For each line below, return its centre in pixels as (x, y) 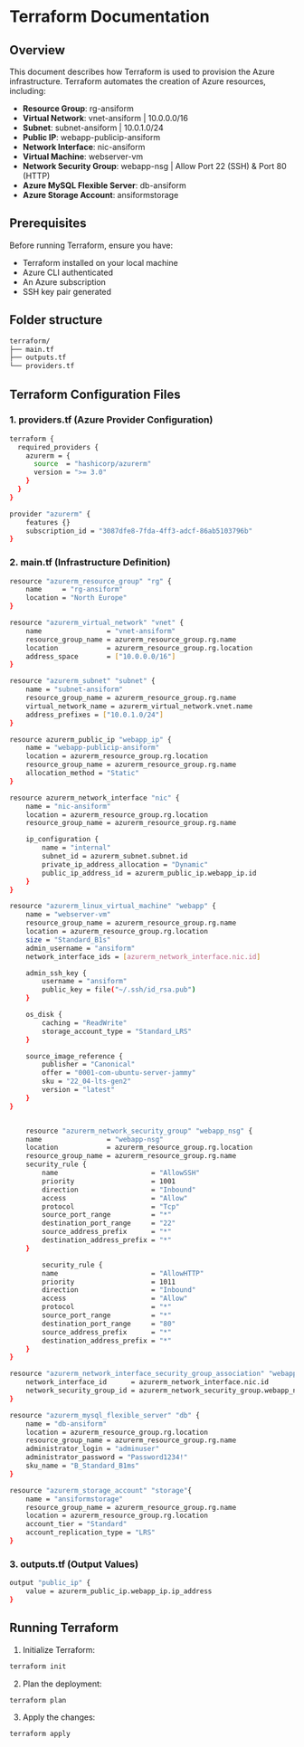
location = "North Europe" (76, 598)
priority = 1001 (109, 1181)
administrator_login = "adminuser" (93, 1449)
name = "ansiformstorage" (75, 1499)
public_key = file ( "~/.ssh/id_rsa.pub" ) (119, 990)
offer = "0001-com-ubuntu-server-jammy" (119, 1073)
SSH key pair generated (66, 291)
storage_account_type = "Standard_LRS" (117, 1031)
